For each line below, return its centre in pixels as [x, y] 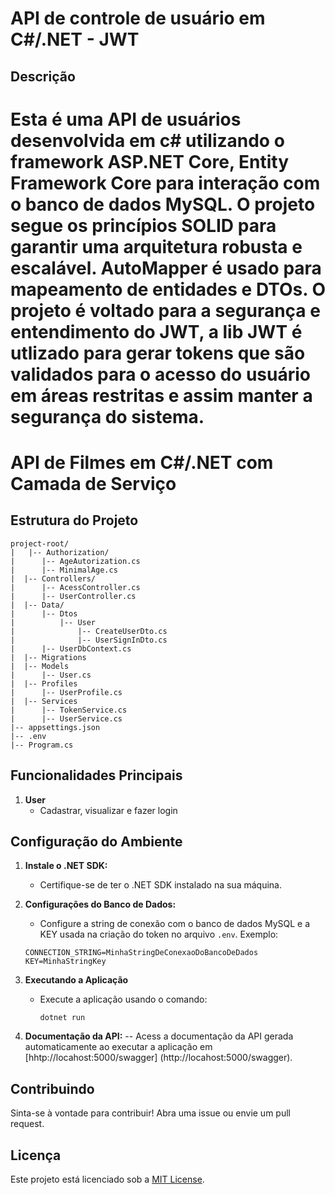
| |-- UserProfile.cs [66, 692]
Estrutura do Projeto [74, 520]
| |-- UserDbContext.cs [71, 648]
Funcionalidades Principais [96, 775]
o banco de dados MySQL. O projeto [163, 204]
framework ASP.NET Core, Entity [150, 161]
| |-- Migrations [48, 657]
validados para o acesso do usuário [160, 374]
